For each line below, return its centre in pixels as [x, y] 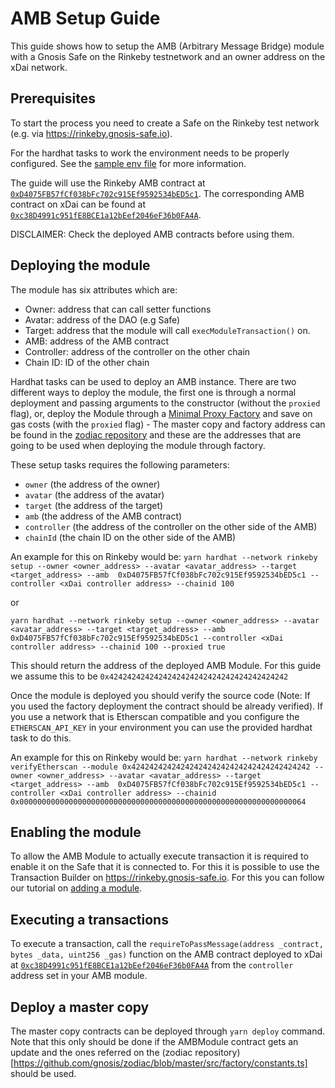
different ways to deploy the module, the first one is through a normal [153, 392]
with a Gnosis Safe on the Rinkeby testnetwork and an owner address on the [168, 56]
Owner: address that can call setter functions [118, 309]
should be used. [43, 1073]
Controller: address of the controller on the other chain [137, 351]
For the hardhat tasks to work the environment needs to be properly [150, 153]
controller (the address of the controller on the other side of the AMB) [171, 526]
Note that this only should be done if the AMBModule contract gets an [154, 1041]
